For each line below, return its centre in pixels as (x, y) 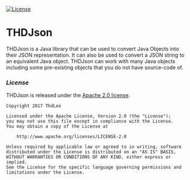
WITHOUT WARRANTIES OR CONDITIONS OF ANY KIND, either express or (89, 157)
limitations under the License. (45, 172)
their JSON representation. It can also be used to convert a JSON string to (95, 55)
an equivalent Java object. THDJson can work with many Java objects (91, 61)
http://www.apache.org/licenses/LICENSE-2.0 (72, 137)
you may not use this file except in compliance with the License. (90, 122)
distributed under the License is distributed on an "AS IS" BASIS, (91, 152)
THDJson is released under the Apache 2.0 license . (68, 95)
